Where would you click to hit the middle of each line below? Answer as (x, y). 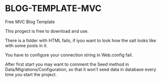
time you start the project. (31, 74)
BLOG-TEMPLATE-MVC (53, 8)
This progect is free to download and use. (47, 31)
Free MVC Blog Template (30, 22)
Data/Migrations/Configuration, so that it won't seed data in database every (81, 69)
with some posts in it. (26, 45)
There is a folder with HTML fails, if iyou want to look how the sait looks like (81, 40)
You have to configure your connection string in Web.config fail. (69, 55)
